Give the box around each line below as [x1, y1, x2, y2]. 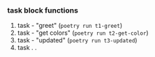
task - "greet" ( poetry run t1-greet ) [17, 22, 123, 30]
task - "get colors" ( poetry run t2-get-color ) [17, 28, 149, 37]
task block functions [7, 6, 79, 15]
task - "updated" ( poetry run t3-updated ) [17, 36, 138, 44]
